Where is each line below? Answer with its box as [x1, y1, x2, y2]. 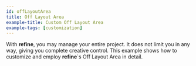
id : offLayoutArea [6, 8, 51, 15]
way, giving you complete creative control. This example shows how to [6, 47, 177, 54]
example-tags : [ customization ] [6, 25, 83, 31]
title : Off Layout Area [6, 14, 65, 20]
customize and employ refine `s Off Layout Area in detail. [6, 53, 143, 60]
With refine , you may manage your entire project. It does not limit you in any [6, 41, 190, 48]
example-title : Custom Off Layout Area [6, 19, 104, 25]
